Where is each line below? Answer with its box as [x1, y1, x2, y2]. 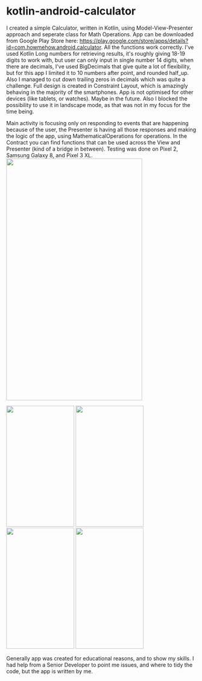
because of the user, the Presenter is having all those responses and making [6, 126, 197, 133]
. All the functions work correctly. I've [101, 44, 194, 51]
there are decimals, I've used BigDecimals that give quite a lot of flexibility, [6, 62, 191, 70]
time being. [6, 108, 34, 115]
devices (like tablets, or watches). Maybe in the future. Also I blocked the [6, 95, 188, 102]
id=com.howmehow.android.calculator [6, 44, 101, 51]
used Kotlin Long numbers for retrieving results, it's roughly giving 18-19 [6, 50, 186, 57]
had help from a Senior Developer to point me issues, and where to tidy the [6, 661, 193, 668]
